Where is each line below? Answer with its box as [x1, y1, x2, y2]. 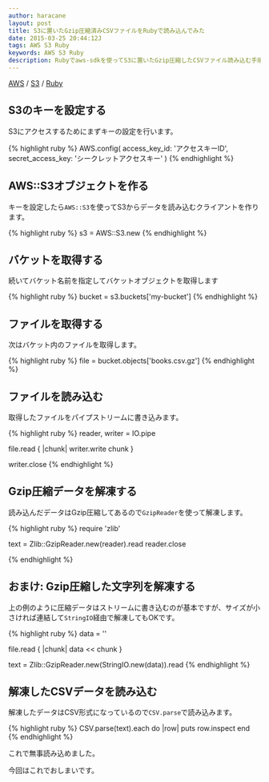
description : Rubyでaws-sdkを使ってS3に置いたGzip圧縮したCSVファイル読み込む [8, 57, 252, 65]
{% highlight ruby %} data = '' [8, 628, 107, 638]
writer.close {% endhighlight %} [8, 459, 114, 469]
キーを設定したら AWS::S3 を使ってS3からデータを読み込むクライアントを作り [8, 202, 259, 212]
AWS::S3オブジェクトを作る [8, 179, 149, 193]
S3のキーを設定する [8, 103, 106, 117]
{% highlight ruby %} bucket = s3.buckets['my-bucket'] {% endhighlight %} [8, 292, 259, 301]
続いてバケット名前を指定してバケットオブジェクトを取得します [8, 276, 219, 285]
